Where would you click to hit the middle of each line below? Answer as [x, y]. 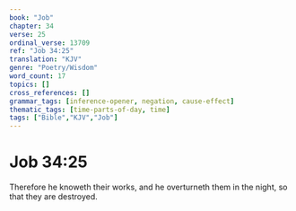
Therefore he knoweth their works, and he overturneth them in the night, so [148, 187]
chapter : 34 [31, 26]
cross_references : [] [50, 92]
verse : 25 [28, 34]
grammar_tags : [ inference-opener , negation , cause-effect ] [122, 101]
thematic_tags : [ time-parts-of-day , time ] [90, 110]
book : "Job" [31, 18]
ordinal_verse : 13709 [50, 43]
